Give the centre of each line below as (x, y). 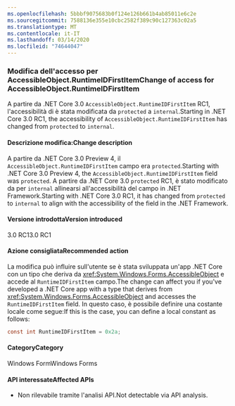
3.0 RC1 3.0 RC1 (29, 235)
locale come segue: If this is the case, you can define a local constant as (112, 311)
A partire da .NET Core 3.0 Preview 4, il (64, 158)
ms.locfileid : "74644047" (45, 46)
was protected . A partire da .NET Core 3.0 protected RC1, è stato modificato (118, 181)
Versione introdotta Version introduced (65, 220)
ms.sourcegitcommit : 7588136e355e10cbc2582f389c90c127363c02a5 (102, 20)
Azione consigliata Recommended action (68, 251)
